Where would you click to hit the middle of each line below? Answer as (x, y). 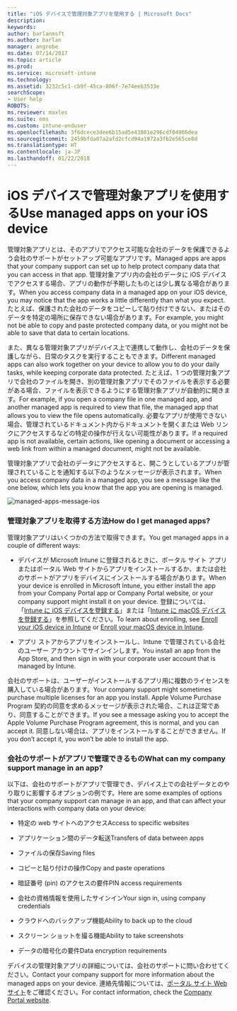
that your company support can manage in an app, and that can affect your (117, 801)
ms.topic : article (34, 60)
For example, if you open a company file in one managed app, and (115, 399)
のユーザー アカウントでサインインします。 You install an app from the (119, 650)
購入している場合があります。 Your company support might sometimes (110, 689)
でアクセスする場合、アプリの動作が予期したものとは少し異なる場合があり (116, 283)
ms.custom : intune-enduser (47, 125)
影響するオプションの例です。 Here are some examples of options (127, 793)
